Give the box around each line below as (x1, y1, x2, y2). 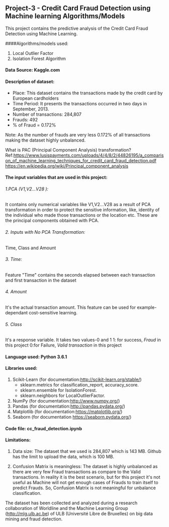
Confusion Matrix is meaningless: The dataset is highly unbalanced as (12, 463, 158, 469)
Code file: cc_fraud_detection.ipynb (5, 425, 82, 431)
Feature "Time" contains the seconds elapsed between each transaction (5, 272, 155, 278)
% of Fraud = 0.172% (12, 122, 56, 128)
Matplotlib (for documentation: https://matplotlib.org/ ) (12, 409, 123, 415)
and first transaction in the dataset (5, 277, 76, 283)
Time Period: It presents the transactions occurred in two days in (12, 100, 147, 106)
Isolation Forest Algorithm (12, 55, 66, 61)
